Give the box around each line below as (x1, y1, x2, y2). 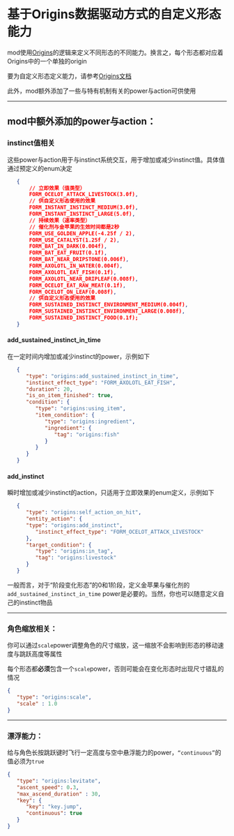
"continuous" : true (25, 810, 82, 817)
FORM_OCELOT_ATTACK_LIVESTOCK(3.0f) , (29, 191, 139, 198)
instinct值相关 (7, 138, 56, 148)
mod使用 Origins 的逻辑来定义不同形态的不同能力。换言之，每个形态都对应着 (7, 48, 224, 57)
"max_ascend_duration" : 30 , (16, 790, 101, 798)
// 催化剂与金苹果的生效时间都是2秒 (29, 223, 120, 230)
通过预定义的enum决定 (7, 164, 72, 172)
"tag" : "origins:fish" (54, 431, 120, 438)
